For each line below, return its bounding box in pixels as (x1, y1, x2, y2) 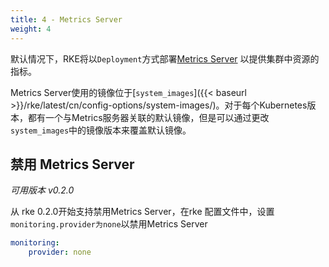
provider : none (28, 247, 92, 258)
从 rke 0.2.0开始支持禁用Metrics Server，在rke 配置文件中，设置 (10, 206, 275, 218)
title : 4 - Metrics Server (10, 14, 123, 25)
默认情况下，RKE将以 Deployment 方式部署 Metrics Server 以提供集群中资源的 (10, 52, 320, 65)
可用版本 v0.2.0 (10, 184, 75, 196)
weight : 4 (10, 24, 52, 34)
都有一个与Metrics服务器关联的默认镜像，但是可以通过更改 (27, 111, 270, 123)
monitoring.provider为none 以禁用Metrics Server (10, 218, 208, 230)
